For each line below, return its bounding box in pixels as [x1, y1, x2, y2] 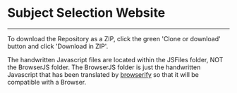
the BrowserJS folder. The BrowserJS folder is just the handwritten [7, 63, 201, 71]
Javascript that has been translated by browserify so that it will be [7, 70, 199, 78]
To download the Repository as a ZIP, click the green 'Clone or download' [7, 34, 221, 43]
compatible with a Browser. [7, 78, 87, 86]
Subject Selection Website [7, 5, 166, 21]
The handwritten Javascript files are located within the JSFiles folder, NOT [7, 55, 224, 64]
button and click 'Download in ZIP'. [7, 42, 109, 50]
